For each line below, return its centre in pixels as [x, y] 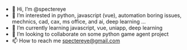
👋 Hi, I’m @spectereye [39, 9]
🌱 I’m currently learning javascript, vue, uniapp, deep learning [87, 28]
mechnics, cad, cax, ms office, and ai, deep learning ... [79, 21]
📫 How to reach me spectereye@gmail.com [66, 41]
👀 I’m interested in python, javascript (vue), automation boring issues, [97, 15]
